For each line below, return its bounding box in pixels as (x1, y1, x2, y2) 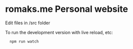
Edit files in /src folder (5, 20, 50, 26)
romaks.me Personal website (5, 3, 129, 15)
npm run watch (9, 39, 39, 44)
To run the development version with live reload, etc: (5, 29, 113, 35)
